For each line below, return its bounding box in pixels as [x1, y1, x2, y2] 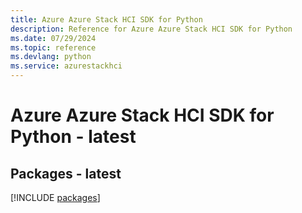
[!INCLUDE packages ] [10, 192, 101, 203]
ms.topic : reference [10, 42, 97, 53]
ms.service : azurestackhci [10, 61, 123, 71]
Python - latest [10, 126, 137, 148]
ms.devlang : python [10, 52, 92, 62]
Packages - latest [10, 165, 122, 182]
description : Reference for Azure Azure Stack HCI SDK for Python [10, 24, 293, 34]
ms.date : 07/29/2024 [10, 33, 97, 43]
